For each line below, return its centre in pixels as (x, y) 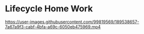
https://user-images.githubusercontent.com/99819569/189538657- (72, 22)
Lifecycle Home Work (49, 9)
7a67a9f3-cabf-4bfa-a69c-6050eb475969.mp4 (53, 26)
